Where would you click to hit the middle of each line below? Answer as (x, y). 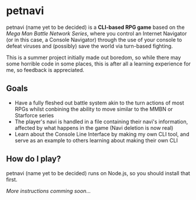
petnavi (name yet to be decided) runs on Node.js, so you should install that (98, 173)
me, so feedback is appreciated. (45, 70)
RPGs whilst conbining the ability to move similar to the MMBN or (94, 109)
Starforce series (34, 115)
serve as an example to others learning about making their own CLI (96, 140)
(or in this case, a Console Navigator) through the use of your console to (94, 40)
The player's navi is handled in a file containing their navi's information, (101, 122)
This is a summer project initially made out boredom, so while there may (94, 57)
